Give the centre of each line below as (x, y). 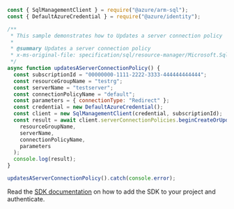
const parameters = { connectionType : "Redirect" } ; (92, 101)
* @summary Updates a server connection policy (80, 49)
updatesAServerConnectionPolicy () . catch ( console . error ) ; (92, 178)
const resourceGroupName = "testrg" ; (68, 81)
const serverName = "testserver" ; (63, 87)
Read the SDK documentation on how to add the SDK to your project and (111, 192)
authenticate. (26, 199)
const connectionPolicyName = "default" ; (75, 94)
